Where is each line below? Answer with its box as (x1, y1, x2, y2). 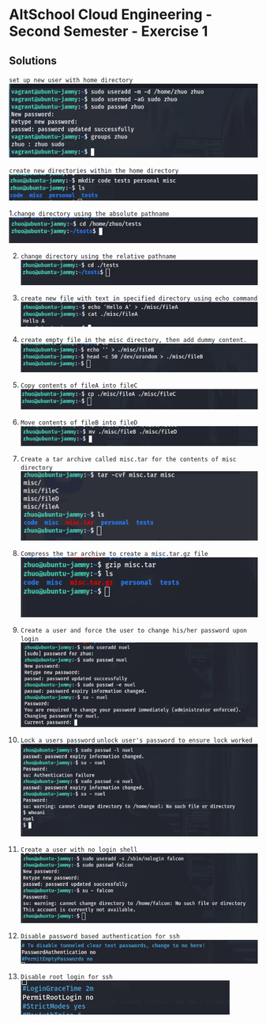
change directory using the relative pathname (20, 253, 177, 261)
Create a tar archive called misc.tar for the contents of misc (20, 455, 237, 464)
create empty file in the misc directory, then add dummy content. (20, 337, 247, 344)
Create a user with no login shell (20, 846, 138, 854)
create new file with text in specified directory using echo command (20, 295, 258, 302)
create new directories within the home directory (9, 166, 179, 175)
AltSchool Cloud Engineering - (9, 6, 212, 24)
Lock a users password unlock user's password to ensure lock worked (20, 736, 253, 745)
